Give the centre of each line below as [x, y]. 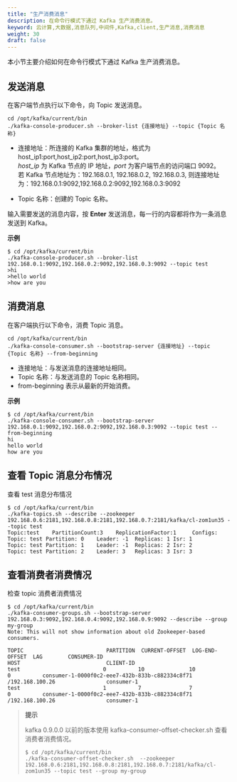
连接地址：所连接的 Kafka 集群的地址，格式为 [84, 148]
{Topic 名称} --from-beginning [53, 354]
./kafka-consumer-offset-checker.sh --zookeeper [100, 759]
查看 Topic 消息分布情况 [60, 476]
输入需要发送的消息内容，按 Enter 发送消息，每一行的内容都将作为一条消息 [117, 214]
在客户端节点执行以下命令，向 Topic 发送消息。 [77, 105]
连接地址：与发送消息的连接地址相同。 [74, 368]
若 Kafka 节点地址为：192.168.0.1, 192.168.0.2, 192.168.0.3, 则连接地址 [118, 174]
